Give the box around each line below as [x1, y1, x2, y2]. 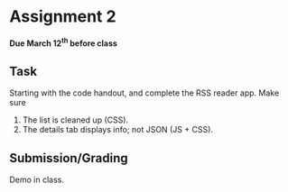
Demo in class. [9, 174, 65, 186]
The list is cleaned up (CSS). [22, 114, 129, 125]
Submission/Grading [9, 151, 128, 166]
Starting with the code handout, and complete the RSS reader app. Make [9, 87, 280, 98]
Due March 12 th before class [9, 36, 117, 49]
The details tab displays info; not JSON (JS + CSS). [22, 124, 214, 135]
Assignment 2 [9, 6, 116, 27]
